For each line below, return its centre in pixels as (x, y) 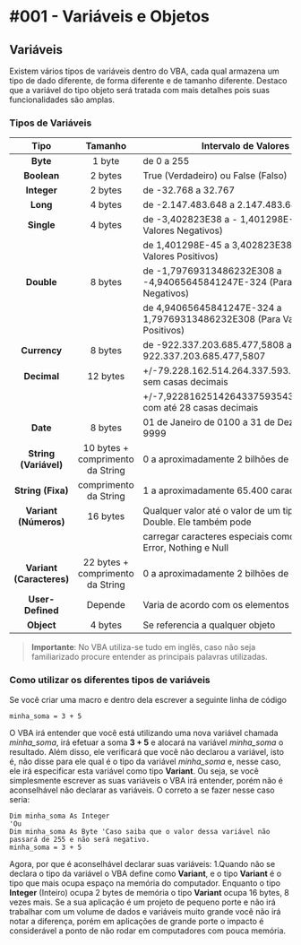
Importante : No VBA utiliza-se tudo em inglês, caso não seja (143, 647)
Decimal (42, 377)
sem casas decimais (185, 382)
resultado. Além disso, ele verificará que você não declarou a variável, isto (147, 751)
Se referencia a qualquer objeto (209, 625)
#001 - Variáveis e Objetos (110, 17)
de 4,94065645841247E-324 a (212, 308)
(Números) (41, 522)
